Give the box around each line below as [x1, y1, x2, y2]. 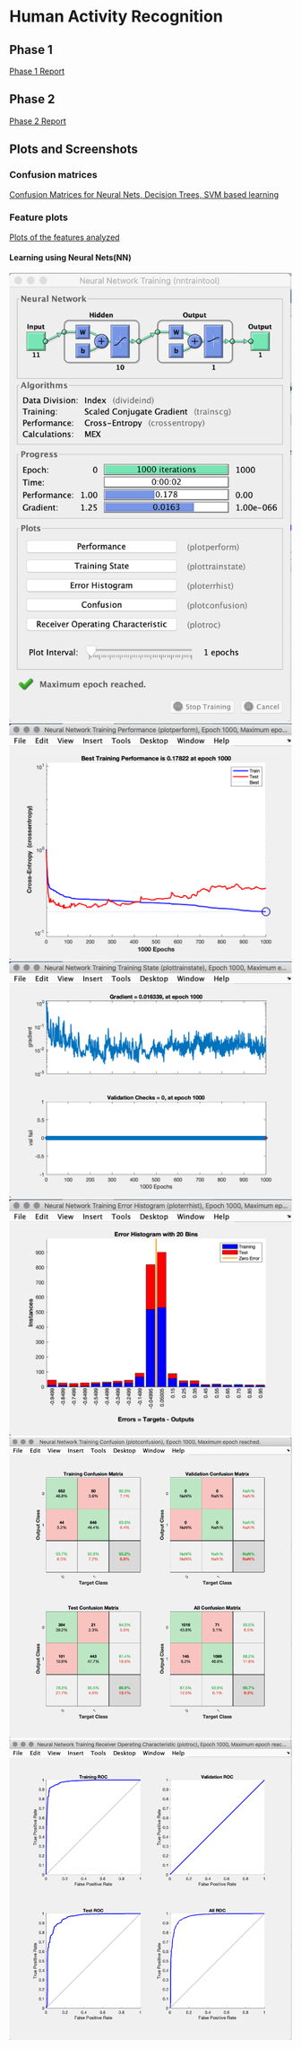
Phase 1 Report [9, 66, 65, 76]
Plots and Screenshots [9, 142, 139, 157]
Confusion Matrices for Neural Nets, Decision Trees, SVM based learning [9, 189, 279, 199]
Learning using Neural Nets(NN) [9, 252, 132, 263]
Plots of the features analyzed [9, 232, 120, 242]
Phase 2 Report [9, 115, 67, 127]
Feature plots [9, 211, 69, 224]
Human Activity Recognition [9, 6, 224, 27]
